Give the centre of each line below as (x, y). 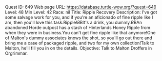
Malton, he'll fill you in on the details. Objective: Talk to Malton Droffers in (79, 48)
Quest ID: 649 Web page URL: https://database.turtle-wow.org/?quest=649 (81, 7)
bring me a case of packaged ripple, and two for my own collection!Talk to (80, 43)
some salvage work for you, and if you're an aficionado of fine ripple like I (79, 17)
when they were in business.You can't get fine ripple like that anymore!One (81, 33)
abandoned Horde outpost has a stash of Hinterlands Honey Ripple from (78, 28)
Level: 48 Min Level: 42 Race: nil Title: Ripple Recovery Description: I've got (81, 12)
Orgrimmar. (16, 53)
